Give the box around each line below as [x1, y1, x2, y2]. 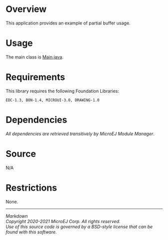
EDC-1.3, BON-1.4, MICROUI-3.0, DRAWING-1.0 [5, 97, 100, 103]
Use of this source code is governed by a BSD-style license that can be [5, 224, 153, 230]
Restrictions [5, 182, 57, 193]
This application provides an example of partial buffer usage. [5, 20, 131, 26]
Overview [5, 3, 47, 15]
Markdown [5, 213, 28, 219]
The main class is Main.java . [5, 54, 64, 60]
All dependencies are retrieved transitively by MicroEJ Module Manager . [5, 131, 155, 137]
